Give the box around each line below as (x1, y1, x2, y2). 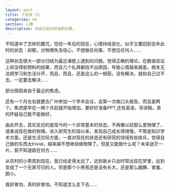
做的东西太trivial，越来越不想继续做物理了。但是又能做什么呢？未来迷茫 (9, 141, 158, 147)
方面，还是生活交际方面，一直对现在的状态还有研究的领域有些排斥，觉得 (9, 135, 160, 141)
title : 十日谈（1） (5, 12, 42, 17)
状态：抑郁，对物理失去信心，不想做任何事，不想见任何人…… (14, 47, 142, 53)
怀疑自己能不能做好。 (9, 111, 54, 117)
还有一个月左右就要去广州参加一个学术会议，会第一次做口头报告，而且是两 (5, 98, 160, 104)
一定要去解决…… (14, 77, 49, 83)
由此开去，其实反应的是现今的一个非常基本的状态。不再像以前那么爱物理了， (5, 122, 165, 128)
